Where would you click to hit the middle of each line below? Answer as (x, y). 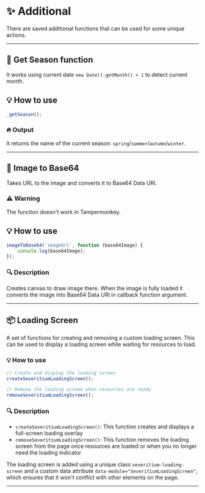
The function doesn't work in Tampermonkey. (63, 212)
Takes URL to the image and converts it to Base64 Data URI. (82, 183)
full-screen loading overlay (49, 433)
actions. (16, 35)
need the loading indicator (48, 453)
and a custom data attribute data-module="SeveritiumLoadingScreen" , (111, 471)
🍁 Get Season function (50, 60)
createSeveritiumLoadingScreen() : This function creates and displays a (104, 427)
